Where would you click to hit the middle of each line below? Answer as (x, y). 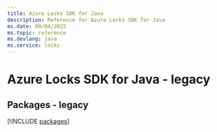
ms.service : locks (34, 45)
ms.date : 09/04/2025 (37, 26)
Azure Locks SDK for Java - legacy (109, 79)
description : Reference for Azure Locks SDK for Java (86, 20)
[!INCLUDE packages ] (38, 121)
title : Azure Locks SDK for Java (55, 13)
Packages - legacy (48, 105)
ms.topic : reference (37, 33)
